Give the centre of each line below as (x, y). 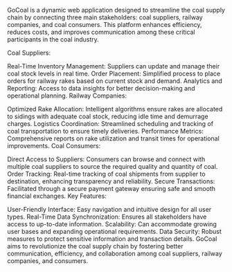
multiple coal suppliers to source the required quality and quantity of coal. (113, 166)
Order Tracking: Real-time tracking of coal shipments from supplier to (106, 174)
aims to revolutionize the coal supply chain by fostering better (95, 246)
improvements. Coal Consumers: (54, 146)
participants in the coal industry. (53, 39)
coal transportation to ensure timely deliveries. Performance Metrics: (106, 131)
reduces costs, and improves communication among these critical (101, 32)
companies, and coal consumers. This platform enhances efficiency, (105, 25)
